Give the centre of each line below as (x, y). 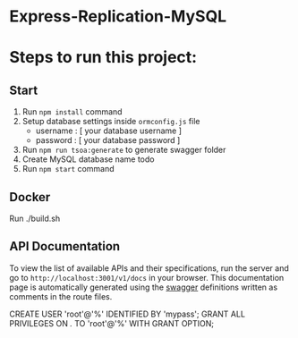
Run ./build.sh (35, 218)
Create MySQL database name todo (88, 159)
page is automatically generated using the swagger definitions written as (144, 287)
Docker (30, 197)
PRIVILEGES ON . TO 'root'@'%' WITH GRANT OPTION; (112, 323)
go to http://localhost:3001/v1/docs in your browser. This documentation (147, 277)
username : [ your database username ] (108, 131)
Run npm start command (68, 169)
